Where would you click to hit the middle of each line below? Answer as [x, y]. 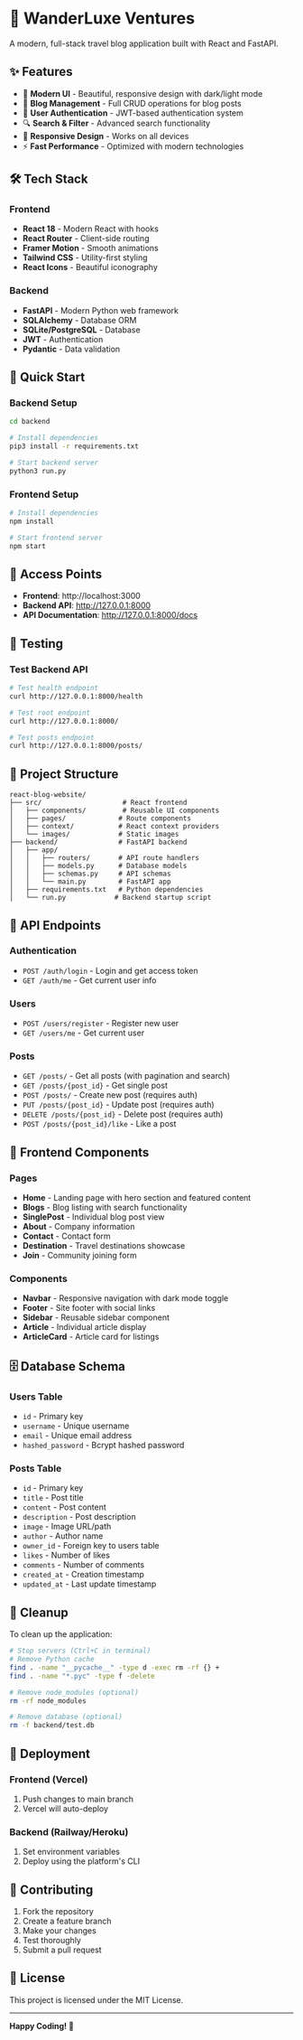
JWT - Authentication [63, 339]
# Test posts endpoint [52, 737]
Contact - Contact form [66, 1236]
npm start [28, 546]
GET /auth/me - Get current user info [89, 980]
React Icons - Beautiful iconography [90, 267]
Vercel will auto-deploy [65, 1808]
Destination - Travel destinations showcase [104, 1246]
